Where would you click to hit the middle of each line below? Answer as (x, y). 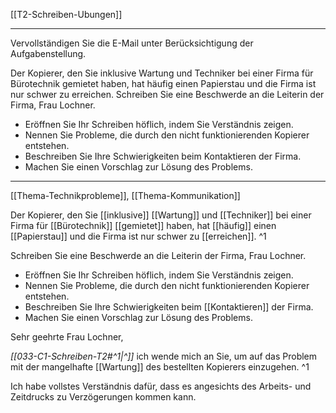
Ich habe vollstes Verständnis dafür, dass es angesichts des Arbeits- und (161, 386)
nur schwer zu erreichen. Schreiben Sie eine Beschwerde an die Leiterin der (167, 94)
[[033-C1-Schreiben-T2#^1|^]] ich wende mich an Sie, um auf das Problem (164, 356)
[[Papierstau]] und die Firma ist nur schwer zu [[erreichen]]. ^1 (138, 236)
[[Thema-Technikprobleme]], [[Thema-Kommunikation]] (125, 195)
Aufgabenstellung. (48, 53)
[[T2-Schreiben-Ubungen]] (66, 14)
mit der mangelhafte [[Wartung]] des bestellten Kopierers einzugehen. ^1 (160, 367)
